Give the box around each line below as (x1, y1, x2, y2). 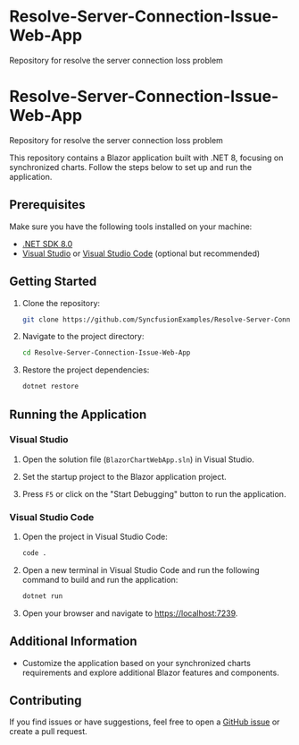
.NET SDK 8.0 (21, 238, 73, 249)
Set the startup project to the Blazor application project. (21, 471, 228, 482)
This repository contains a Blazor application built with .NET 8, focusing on (9, 152, 284, 163)
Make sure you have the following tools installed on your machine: (9, 221, 253, 232)
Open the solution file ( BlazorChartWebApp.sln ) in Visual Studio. (21, 454, 254, 465)
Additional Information (9, 634, 137, 649)
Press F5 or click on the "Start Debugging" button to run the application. (21, 488, 287, 499)
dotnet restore (21, 382, 79, 391)
